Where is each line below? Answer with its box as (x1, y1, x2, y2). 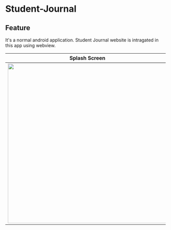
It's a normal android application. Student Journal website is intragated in (5, 37, 159, 43)
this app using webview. (5, 42, 56, 49)
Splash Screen (69, 55, 106, 61)
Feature (5, 24, 31, 32)
